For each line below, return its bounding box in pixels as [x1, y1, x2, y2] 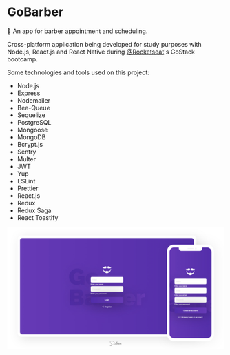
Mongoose [17, 125, 48, 134]
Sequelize [17, 111, 46, 119]
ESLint [17, 176, 36, 185]
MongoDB [17, 132, 46, 141]
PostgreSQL [17, 118, 52, 126]
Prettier [17, 184, 39, 192]
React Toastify [17, 213, 59, 221]
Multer [17, 154, 36, 163]
